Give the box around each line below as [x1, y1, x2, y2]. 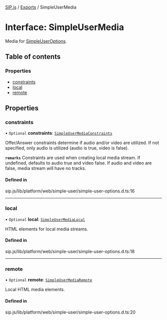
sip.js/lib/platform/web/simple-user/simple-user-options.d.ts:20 [5, 309, 136, 315]
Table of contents [5, 52, 61, 61]
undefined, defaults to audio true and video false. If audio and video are [5, 160, 152, 166]
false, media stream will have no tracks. [5, 165, 86, 171]
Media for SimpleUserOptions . [5, 38, 67, 44]
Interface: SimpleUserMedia [5, 22, 124, 33]
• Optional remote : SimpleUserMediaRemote [5, 277, 92, 283]
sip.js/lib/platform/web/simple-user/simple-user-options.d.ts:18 [5, 249, 135, 255]
